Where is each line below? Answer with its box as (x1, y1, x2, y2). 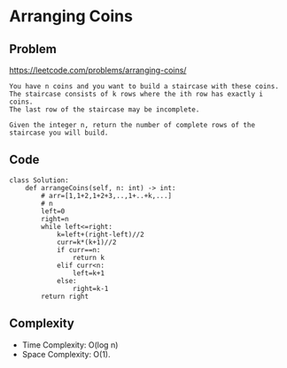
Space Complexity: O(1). (21, 349, 111, 359)
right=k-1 (72, 284, 109, 293)
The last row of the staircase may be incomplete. (9, 105, 200, 114)
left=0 (41, 206, 66, 216)
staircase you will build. (9, 128, 109, 137)
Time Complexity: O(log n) (21, 339, 119, 350)
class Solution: (9, 175, 69, 185)
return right (41, 292, 89, 301)
